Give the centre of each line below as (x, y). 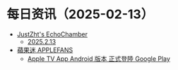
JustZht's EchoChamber (52, 34)
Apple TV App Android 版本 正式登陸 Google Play (99, 58)
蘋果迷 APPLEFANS (45, 50)
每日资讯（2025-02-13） (80, 14)
